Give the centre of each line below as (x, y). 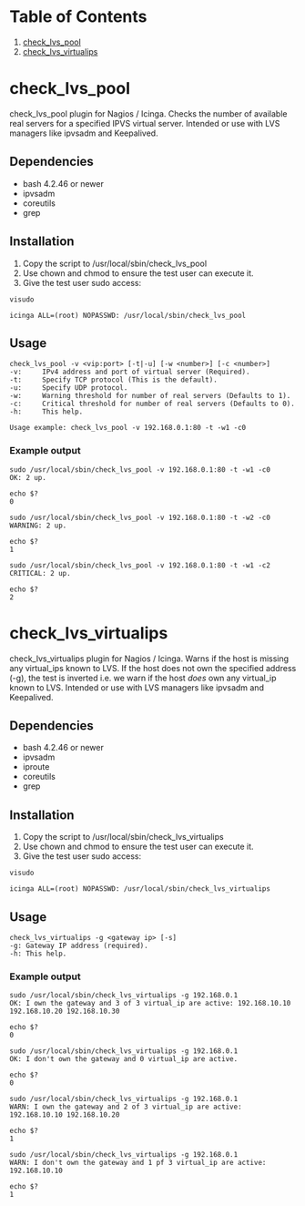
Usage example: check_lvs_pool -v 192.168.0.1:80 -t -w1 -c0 (128, 428)
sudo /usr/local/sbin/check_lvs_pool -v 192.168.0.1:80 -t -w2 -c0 (140, 517)
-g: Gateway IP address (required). (79, 945)
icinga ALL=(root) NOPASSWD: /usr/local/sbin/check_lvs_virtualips (140, 889)
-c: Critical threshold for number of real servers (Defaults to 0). (152, 404)
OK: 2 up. (28, 477)
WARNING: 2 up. (38, 526)
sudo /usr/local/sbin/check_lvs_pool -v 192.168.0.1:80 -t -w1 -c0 (140, 470)
